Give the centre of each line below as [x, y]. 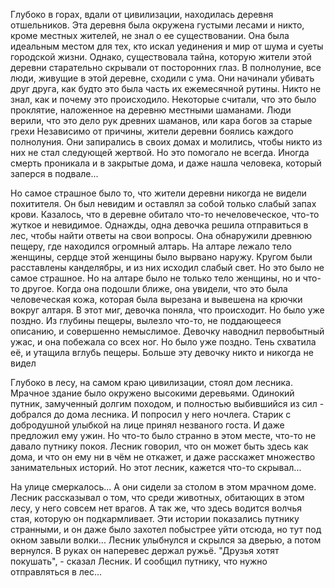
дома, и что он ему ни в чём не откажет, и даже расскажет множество [163, 457]
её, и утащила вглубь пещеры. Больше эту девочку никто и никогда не [162, 352]
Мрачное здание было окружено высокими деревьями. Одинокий [152, 393]
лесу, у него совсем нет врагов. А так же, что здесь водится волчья [156, 508]
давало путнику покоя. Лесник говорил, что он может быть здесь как [159, 446]
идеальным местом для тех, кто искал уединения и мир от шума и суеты [167, 46]
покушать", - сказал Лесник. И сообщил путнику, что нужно [139, 561]
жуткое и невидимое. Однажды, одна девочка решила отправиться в [159, 225]
